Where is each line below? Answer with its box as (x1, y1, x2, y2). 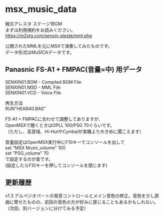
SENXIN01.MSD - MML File (5, 84, 61, 90)
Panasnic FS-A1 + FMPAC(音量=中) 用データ (5, 65, 142, 74)
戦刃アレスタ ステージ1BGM (5, 21, 62, 27)
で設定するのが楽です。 (5, 156, 53, 162)
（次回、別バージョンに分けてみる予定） (5, 205, 88, 211)
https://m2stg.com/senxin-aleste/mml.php (5, 33, 92, 39)
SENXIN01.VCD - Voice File (5, 89, 61, 96)
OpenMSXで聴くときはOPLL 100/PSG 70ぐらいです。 (5, 122, 115, 128)
